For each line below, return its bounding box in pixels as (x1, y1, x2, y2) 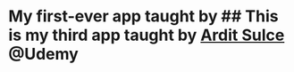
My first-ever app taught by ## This (8, 6, 279, 27)
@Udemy (8, 44, 80, 64)
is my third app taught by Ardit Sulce (8, 25, 285, 45)
